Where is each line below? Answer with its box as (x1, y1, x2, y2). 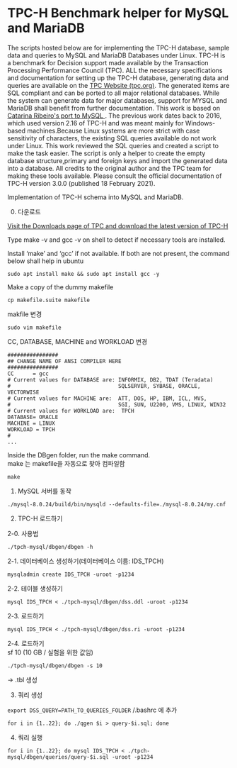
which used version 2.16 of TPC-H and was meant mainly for (7, 118, 184, 127)
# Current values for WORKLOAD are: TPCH (7, 407, 134, 414)
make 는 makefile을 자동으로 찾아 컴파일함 (7, 459, 125, 467)
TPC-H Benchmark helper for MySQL (7, 5, 229, 21)
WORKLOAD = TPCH (7, 425, 55, 433)
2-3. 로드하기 (7, 611, 45, 620)
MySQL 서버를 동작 (17, 486, 72, 495)
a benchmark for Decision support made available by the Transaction (7, 58, 209, 67)
